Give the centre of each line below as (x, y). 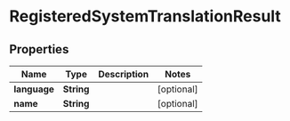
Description (123, 74)
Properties (39, 49)
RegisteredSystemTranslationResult (145, 16)
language (34, 89)
